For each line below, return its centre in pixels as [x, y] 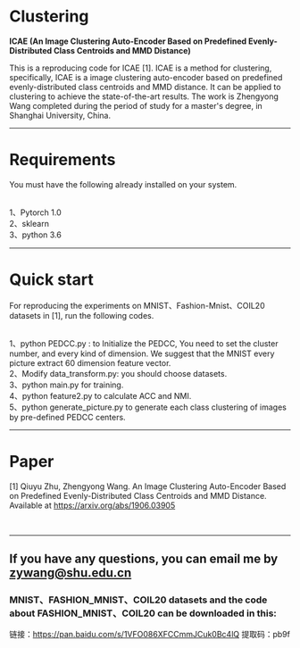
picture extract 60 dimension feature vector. [90, 362]
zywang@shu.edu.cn [71, 573]
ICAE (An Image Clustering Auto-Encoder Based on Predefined [128, 41]
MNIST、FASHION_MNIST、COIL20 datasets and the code [138, 600]
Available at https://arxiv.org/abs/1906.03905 [92, 505]
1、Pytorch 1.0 [36, 212]
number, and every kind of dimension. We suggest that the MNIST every [142, 353]
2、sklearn [29, 223]
